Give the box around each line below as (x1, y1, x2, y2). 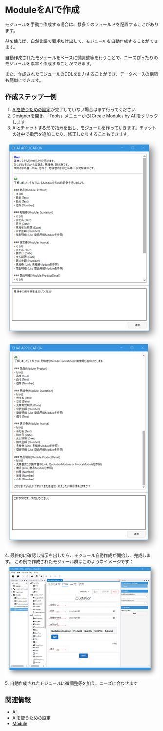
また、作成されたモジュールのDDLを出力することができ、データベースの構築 (5, 71, 159, 77)
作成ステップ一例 (5, 93, 57, 101)
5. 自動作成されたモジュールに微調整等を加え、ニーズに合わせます (5, 680, 138, 686)
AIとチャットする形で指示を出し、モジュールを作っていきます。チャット (12, 125, 157, 131)
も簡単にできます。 (5, 77, 43, 83)
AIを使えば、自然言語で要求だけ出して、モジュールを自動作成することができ (5, 38, 159, 44)
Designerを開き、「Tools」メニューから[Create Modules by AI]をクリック (12, 113, 159, 119)
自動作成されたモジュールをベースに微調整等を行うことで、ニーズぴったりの (5, 54, 158, 60)
